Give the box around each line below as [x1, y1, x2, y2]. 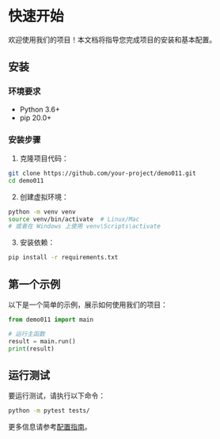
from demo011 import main [8, 316, 93, 324]
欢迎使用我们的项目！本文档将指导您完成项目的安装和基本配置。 [8, 35, 216, 44]
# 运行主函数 [8, 330, 45, 338]
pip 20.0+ [19, 112, 52, 123]
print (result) [8, 345, 55, 353]
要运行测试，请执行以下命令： [8, 391, 105, 400]
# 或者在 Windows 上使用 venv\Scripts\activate [8, 222, 161, 230]
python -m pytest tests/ [8, 407, 90, 415]
